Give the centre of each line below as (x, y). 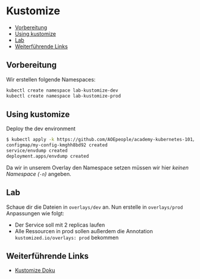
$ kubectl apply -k (30, 140)
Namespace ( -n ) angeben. (39, 174)
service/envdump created (37, 151)
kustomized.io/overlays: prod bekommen (67, 237)
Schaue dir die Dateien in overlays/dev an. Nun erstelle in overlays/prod (95, 207)
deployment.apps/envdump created (48, 156)
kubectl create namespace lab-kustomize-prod (63, 96)
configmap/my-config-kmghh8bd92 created (57, 145)
